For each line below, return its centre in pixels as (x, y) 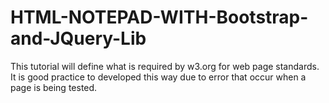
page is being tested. (54, 87)
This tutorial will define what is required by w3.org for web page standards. (165, 66)
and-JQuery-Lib (78, 38)
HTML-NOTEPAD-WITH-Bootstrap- (159, 17)
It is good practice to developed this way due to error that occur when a (158, 77)
